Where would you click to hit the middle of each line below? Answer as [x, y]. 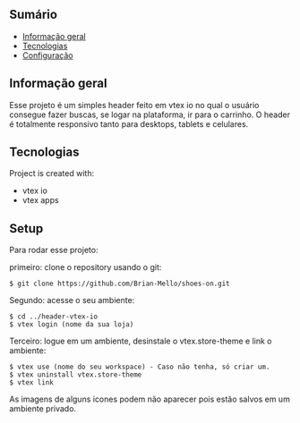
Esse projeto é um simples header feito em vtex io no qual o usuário [134, 105]
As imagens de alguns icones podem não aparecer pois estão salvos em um [150, 399]
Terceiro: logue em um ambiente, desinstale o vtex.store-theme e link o [141, 341]
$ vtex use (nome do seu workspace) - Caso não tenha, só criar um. [140, 367]
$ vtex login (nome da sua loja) [72, 325]
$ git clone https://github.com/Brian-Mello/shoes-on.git [120, 284]
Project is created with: [52, 173]
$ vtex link [31, 383]
